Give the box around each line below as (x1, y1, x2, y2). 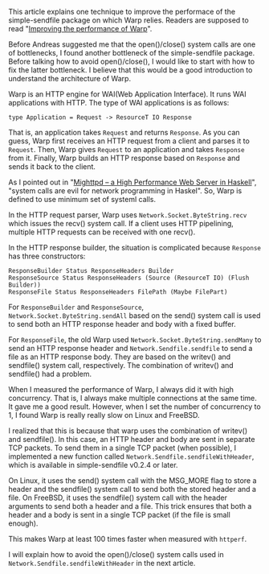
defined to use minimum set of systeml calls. (8, 195, 157, 204)
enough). (8, 518, 39, 528)
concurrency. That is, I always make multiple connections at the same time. (8, 394, 257, 403)
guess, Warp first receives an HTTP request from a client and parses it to (8, 136, 251, 146)
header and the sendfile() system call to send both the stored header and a (8, 485, 257, 493)
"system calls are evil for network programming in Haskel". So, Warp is (8, 186, 243, 196)
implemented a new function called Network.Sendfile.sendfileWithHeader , (8, 452, 255, 461)
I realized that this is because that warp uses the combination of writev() (8, 426, 248, 436)
